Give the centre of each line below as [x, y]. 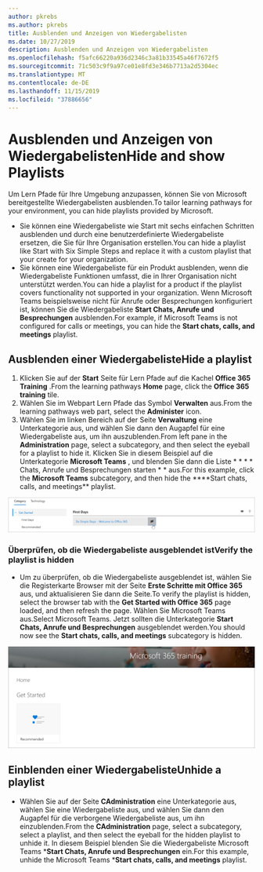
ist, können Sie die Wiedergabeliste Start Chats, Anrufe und [117, 309]
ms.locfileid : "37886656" [50, 99]
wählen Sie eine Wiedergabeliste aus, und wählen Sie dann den [122, 809]
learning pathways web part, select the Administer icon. [110, 411]
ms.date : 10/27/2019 [42, 42]
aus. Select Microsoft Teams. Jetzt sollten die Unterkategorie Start [126, 618]
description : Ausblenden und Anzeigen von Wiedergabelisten [108, 50]
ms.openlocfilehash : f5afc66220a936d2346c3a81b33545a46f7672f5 [113, 58]
